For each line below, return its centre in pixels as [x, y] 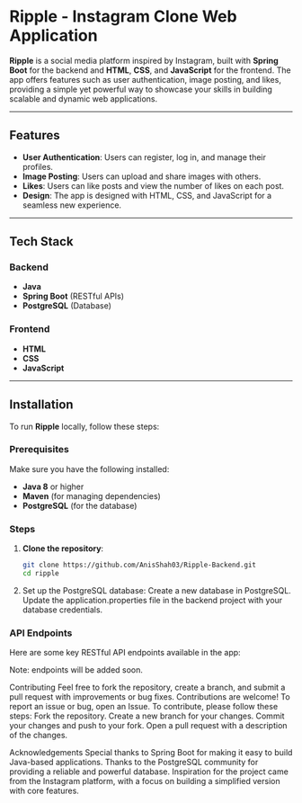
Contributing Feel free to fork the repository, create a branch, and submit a [147, 687]
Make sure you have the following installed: [89, 468]
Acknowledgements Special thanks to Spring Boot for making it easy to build [151, 753]
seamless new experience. [72, 205]
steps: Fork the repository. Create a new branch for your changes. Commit [147, 716]
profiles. [38, 166]
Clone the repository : [63, 549]
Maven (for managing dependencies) [92, 495]
